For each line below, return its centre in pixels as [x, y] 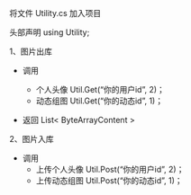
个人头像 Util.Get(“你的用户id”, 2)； [100, 89]
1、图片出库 [31, 51]
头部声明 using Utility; [50, 32]
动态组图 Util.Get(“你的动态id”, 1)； [100, 101]
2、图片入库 [32, 139]
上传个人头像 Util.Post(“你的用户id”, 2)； [110, 169]
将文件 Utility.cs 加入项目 [55, 13]
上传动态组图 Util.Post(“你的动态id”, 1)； [109, 181]
